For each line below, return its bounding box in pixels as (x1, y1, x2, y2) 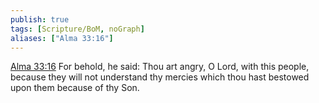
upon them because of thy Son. (10, 82, 140, 94)
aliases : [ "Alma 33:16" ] (10, 33, 114, 43)
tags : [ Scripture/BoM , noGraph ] (10, 24, 145, 34)
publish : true (10, 14, 70, 25)
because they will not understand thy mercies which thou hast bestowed (10, 71, 310, 83)
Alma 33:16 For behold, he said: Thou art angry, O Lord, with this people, (10, 61, 310, 73)
